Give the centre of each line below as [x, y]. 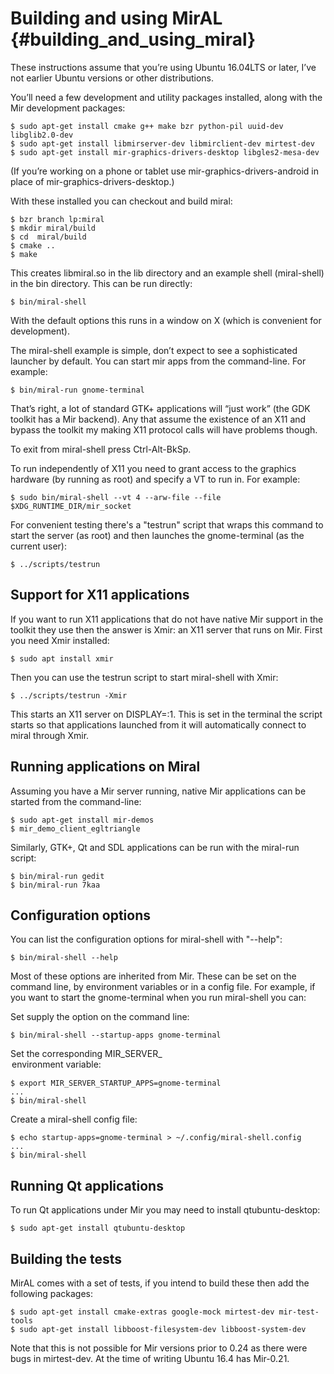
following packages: [52, 1293]
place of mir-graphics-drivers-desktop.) [92, 181]
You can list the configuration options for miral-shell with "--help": [146, 939]
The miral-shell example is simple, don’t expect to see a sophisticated [154, 350]
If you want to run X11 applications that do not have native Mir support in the [167, 619]
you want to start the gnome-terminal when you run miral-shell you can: [158, 998]
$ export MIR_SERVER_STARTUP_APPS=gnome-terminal [116, 1083]
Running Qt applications [87, 1185]
